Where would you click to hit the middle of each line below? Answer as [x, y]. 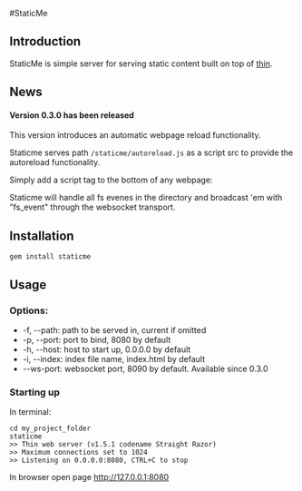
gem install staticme [50, 257]
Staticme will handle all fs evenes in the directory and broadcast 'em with [146, 198]
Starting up [35, 392]
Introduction [45, 41]
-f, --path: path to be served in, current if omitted [114, 329]
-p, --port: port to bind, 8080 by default [97, 339]
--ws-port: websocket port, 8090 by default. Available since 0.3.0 [145, 368]
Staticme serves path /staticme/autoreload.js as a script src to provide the [151, 152]
